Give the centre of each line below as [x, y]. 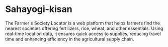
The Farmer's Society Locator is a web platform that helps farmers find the [82, 23]
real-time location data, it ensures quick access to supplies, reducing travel [83, 33]
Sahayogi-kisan [39, 9]
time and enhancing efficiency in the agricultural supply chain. [70, 39]
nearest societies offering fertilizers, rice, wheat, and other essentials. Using [84, 28]
